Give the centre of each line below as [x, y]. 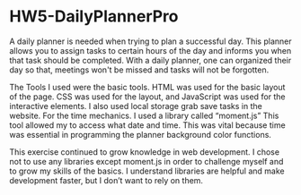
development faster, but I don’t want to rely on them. [106, 180]
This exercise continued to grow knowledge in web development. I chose [145, 152]
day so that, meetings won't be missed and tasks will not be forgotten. [139, 70]
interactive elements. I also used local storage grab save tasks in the [136, 106]
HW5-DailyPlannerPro [94, 17]
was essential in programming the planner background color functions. [141, 134]
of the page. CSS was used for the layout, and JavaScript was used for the [147, 97]
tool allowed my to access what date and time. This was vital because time [147, 125]
